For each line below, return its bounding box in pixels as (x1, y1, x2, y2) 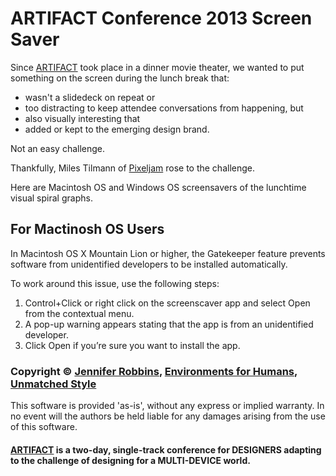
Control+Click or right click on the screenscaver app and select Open (24, 297, 311, 309)
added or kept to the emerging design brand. (24, 123, 210, 135)
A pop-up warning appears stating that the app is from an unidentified (24, 318, 314, 330)
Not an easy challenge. (10, 142, 106, 154)
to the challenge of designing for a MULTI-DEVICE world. (10, 454, 251, 466)
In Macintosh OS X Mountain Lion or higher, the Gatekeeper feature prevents (10, 247, 326, 259)
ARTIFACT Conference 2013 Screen (10, 7, 313, 30)
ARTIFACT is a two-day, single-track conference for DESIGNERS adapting (10, 443, 322, 456)
